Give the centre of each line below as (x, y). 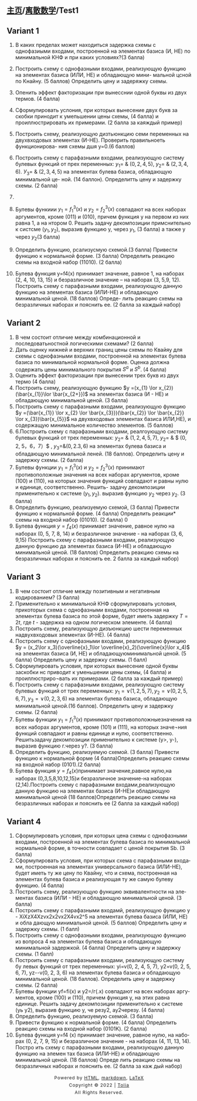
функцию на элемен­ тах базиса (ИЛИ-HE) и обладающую (87, 1054)
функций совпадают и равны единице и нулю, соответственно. (94, 733)
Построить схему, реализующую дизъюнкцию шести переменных (98, 628)
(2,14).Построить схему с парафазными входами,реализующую (95, 784)
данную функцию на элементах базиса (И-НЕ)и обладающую (92, 791)
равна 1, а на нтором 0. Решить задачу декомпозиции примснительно (103, 223)
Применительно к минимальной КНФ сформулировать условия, (96, 603)
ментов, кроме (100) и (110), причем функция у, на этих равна (92, 998)
